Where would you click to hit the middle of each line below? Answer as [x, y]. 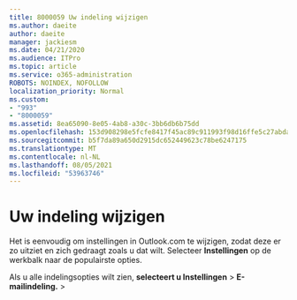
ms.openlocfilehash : [47, 132]
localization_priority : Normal [67, 91]
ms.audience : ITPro [45, 58]
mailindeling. [34, 287]
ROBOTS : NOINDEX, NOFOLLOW [59, 83]
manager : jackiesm [43, 42]
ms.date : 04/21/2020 [47, 50]
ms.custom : [29, 99]
